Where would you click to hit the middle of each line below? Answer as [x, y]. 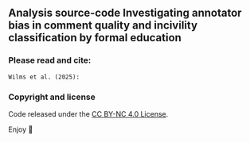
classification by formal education [95, 38]
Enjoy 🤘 [21, 129]
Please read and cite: [50, 60]
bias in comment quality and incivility [103, 26]
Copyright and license [52, 97]
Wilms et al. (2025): [44, 77]
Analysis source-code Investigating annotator [125, 13]
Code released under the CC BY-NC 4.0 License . [88, 113]
